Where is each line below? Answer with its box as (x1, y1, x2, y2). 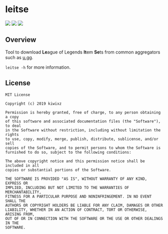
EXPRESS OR (5, 180, 28, 185)
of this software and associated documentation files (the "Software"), (5, 119, 161, 124)
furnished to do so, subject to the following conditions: (5, 150, 132, 155)
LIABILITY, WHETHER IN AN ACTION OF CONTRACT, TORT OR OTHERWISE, (5, 207, 147, 212)
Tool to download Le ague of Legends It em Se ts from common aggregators (5, 49, 160, 55)
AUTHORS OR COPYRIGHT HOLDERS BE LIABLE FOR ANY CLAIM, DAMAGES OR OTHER (5, 203, 163, 208)
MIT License (5, 92, 30, 97)
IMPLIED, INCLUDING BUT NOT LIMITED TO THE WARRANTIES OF (5, 185, 129, 190)
